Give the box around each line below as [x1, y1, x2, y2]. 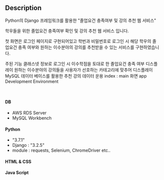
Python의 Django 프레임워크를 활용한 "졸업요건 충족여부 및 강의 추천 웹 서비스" [5, 17, 157, 23]
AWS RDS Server [12, 110, 47, 116]
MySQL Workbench [12, 115, 52, 121]
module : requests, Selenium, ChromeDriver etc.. [12, 147, 111, 153]
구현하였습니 [135, 44, 160, 50]
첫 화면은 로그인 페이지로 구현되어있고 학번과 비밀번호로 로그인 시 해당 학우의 [5, 38, 152, 44]
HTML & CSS [5, 159, 32, 164]
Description [5, 4, 42, 12]
